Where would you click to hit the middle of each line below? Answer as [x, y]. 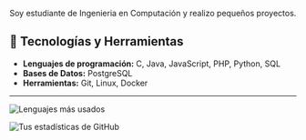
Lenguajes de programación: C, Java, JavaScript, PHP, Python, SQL [151, 64]
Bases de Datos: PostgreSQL [77, 73]
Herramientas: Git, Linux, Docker [85, 83]
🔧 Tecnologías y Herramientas [97, 41]
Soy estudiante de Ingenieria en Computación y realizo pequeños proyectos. [153, 13]
